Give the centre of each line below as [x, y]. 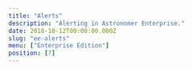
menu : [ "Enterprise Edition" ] [59, 46]
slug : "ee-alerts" [39, 38]
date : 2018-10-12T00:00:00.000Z [62, 31]
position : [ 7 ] [32, 53]
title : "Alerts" [35, 16]
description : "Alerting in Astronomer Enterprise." [96, 23]
